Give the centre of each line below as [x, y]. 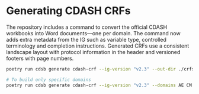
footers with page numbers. [40, 58]
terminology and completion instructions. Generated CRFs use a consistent [98, 46]
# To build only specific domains [49, 80]
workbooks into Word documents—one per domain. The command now [93, 33]
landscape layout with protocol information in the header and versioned [93, 52]
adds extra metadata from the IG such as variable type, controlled [86, 39]
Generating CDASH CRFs [69, 11]
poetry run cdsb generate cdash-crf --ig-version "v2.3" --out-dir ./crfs [100, 69]
